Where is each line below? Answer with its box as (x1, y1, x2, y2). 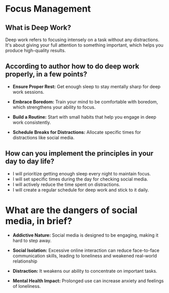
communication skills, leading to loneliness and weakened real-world (12, 252, 157, 259)
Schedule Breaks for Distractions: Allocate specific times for (12, 129, 141, 135)
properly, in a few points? (5, 70, 87, 79)
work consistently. (12, 119, 51, 125)
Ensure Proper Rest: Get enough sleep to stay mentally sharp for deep (12, 83, 161, 89)
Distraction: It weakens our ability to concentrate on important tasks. (12, 268, 157, 274)
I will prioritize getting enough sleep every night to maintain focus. (12, 170, 151, 176)
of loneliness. (12, 283, 41, 289)
